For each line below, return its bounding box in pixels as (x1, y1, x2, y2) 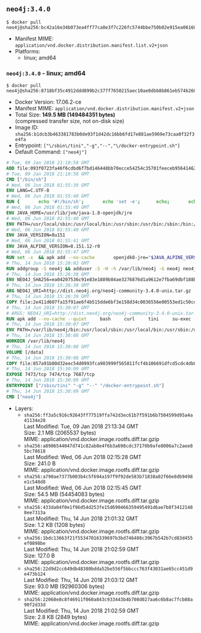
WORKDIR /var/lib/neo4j (6, 338, 66, 344)
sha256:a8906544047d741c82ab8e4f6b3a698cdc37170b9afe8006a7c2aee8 (23, 443, 193, 449)
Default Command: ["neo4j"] (14, 148, 87, 155)
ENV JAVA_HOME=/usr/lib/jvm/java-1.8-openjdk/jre (6, 210, 133, 216)
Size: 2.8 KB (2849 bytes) (23, 613, 88, 620)
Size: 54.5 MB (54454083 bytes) (23, 490, 105, 498)
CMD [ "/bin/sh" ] (6, 176, 47, 182)
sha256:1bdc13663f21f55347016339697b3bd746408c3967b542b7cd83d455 (23, 535, 193, 541)
